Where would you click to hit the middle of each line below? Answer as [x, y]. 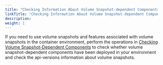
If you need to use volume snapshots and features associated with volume [79, 37]
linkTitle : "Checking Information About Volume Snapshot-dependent [75, 14]
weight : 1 [15, 23]
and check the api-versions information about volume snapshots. [70, 57]
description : [18, 18]
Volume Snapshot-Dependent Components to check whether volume [74, 47]
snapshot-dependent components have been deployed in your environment [81, 52]
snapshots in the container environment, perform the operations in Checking [81, 42]
